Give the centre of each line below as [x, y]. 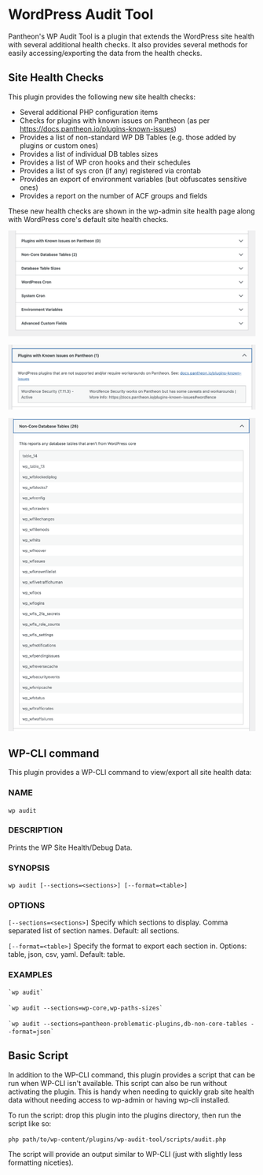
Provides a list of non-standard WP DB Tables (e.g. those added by [128, 137]
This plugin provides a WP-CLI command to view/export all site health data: [130, 773]
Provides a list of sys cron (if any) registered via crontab [110, 170]
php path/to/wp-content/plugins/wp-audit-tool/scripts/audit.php [117, 1140]
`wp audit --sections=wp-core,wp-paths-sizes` [86, 1008]
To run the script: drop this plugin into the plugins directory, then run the [125, 1115]
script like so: [30, 1123]
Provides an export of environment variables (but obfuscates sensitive [133, 179]
